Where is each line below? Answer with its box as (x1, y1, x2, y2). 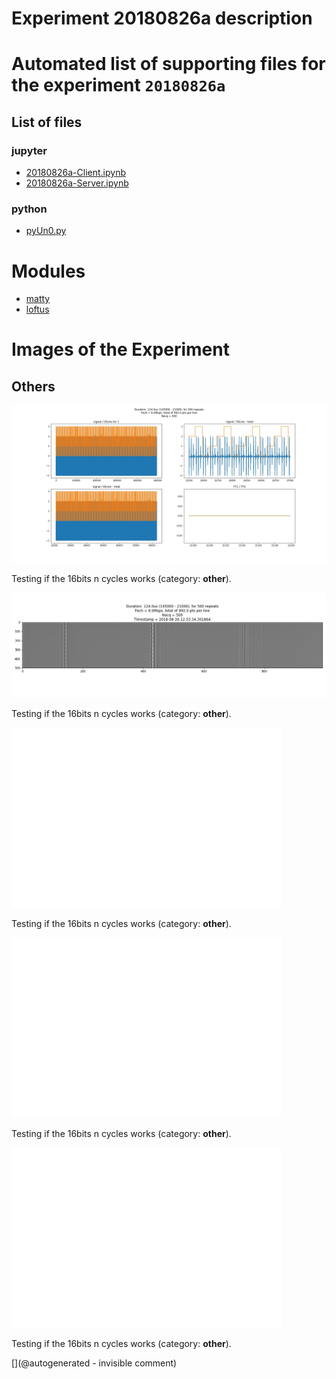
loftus (25, 303, 50, 316)
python (11, 202, 48, 216)
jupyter (11, 143, 48, 157)
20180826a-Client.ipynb (25, 167, 126, 179)
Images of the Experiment (11, 338, 230, 361)
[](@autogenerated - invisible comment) (11, 1357, 178, 1369)
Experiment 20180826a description (11, 7, 313, 30)
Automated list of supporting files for (11, 53, 326, 76)
